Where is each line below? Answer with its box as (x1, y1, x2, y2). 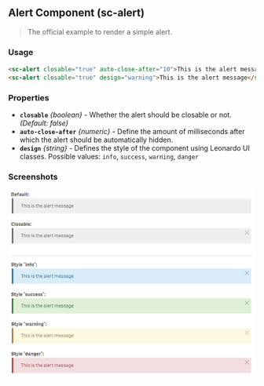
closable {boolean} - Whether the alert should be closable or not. (19, 110, 232, 120)
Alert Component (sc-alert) (8, 6, 145, 20)
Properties (8, 92, 49, 103)
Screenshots (8, 172, 58, 183)
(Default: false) (19, 118, 69, 128)
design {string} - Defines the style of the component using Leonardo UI (19, 144, 250, 153)
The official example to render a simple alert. (27, 27, 173, 36)
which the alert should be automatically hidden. (19, 135, 174, 144)
